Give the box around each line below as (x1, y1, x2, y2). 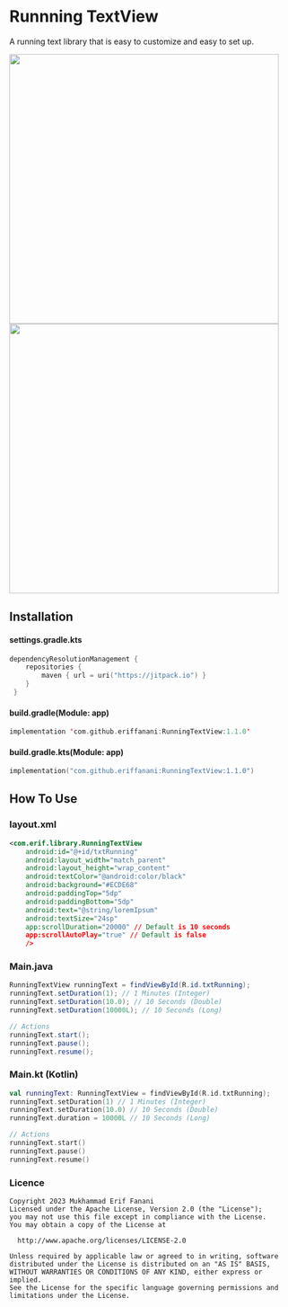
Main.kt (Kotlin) (9, 1068, 79, 1080)
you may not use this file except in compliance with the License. (9, 1213, 267, 1222)
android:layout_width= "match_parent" (25, 856, 167, 865)
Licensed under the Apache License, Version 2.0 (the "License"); (9, 1205, 263, 1214)
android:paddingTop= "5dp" (25, 889, 123, 898)
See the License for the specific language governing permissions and (9, 1284, 279, 1293)
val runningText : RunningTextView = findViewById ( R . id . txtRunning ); (9, 1089, 271, 1098)
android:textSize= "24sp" (25, 914, 118, 923)
